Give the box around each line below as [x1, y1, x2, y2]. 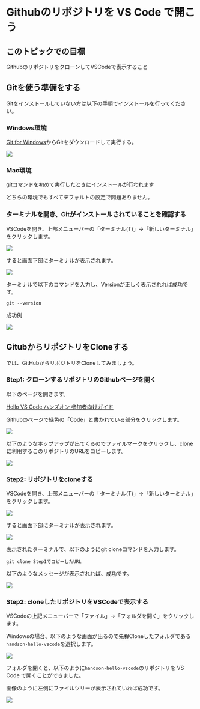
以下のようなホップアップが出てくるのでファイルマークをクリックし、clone [6, 440, 193, 447]
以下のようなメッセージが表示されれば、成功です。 [6, 570, 132, 577]
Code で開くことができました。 [6, 672, 85, 679]
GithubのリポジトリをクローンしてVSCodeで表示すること [6, 64, 148, 70]
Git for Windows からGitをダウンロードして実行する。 [6, 139, 137, 146]
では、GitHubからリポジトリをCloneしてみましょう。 [6, 359, 138, 367]
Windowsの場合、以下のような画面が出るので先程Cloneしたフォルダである [6, 633, 191, 640]
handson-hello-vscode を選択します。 [6, 641, 97, 648]
